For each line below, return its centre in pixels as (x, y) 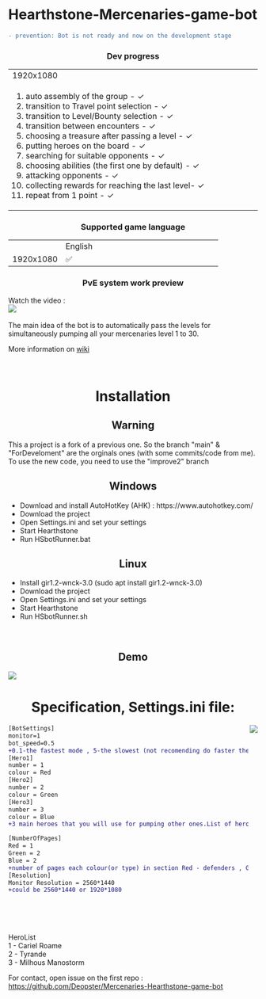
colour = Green (33, 795)
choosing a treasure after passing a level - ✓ (109, 136)
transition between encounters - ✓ (91, 126)
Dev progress (133, 55)
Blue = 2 (23, 860)
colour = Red (30, 773)
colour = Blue (32, 817)
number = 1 (26, 765)
